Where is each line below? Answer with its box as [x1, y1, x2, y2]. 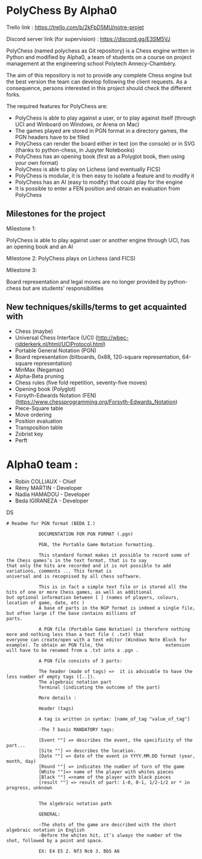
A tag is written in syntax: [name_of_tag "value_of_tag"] [38, 716, 190, 722]
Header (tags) [38, 705, 74, 712]
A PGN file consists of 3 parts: [38, 658, 122, 664]
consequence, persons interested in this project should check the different [6, 84, 192, 91]
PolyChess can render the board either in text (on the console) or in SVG [14, 140, 195, 147]
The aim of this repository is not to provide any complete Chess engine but [6, 71, 192, 79]
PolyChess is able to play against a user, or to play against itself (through [14, 114, 196, 121]
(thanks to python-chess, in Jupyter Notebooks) [14, 146, 135, 153]
